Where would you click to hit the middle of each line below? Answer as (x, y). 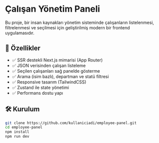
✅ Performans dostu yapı (38, 93)
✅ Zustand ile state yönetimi (41, 87)
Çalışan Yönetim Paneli (53, 9)
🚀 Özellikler (23, 48)
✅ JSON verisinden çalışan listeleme (49, 65)
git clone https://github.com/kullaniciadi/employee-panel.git (71, 123)
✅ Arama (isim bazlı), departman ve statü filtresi (60, 76)
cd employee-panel (24, 127)
